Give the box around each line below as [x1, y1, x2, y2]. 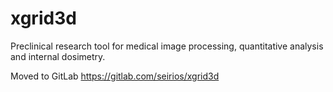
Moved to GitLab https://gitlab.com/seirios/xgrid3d [10, 70, 220, 82]
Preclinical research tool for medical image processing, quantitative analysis [10, 40, 324, 52]
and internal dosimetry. [10, 50, 106, 62]
